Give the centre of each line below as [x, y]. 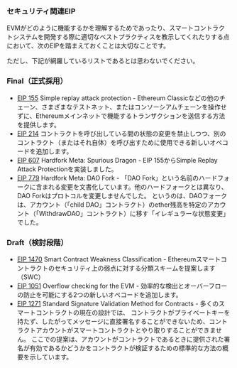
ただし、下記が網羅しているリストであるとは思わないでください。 [103, 61]
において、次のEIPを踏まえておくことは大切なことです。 [88, 46]
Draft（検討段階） [37, 242]
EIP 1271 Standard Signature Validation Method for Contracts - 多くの [118, 303]
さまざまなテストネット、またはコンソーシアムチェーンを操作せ [134, 107]
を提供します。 [39, 124]
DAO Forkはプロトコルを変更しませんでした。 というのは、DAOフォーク [122, 195]
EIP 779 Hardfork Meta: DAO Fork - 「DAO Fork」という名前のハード [117, 178]
